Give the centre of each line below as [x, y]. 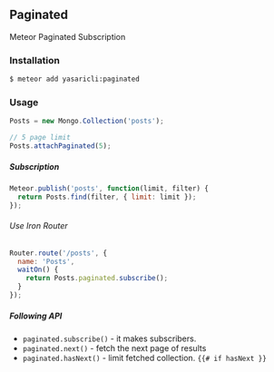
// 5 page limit [40, 138]
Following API [36, 316]
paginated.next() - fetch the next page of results [114, 348]
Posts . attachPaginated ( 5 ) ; [60, 146]
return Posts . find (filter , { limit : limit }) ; [107, 197]
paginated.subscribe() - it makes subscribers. [109, 338]
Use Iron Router [39, 226]
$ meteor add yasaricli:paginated [75, 79]
